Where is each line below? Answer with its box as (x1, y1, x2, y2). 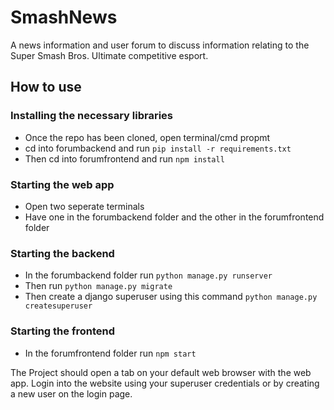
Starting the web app (10, 177, 115, 191)
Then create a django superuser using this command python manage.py (24, 291, 318, 303)
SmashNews (10, 6, 118, 29)
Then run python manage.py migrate (24, 280, 173, 292)
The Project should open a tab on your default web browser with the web (10, 366, 312, 378)
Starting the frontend (10, 324, 115, 338)
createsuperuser (24, 301, 93, 311)
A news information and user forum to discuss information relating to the (10, 39, 310, 51)
